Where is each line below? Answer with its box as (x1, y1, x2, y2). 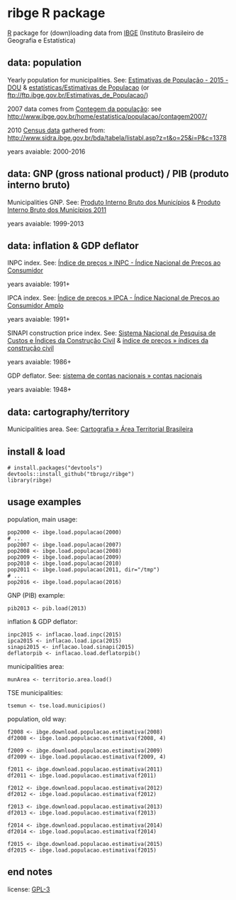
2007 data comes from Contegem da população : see (7, 105, 162, 113)
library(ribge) (7, 477, 52, 484)
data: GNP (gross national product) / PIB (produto (7, 168, 229, 180)
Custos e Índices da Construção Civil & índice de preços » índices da (7, 337, 209, 345)
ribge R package (7, 5, 106, 21)
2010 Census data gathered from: (7, 126, 106, 134)
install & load (7, 445, 66, 457)
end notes (7, 866, 53, 878)
